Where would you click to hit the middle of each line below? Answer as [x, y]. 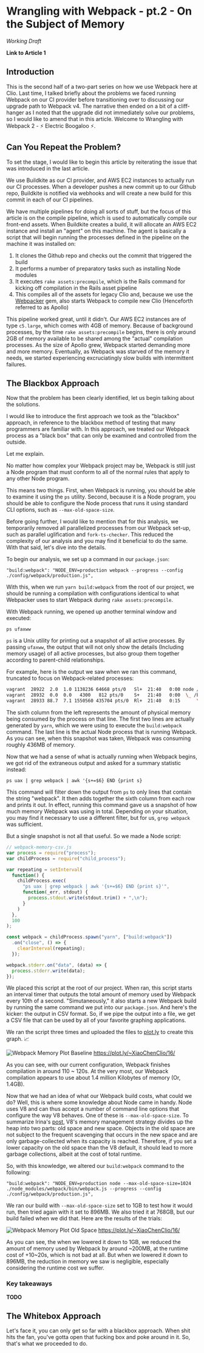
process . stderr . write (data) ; [49, 971]
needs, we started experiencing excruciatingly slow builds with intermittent [100, 358]
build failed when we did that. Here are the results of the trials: [84, 1218]
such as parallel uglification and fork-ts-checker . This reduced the [90, 534]
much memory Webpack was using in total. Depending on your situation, [97, 811]
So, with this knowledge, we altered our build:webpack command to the [95, 1166]
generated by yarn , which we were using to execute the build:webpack [94, 725]
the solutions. [23, 404]
